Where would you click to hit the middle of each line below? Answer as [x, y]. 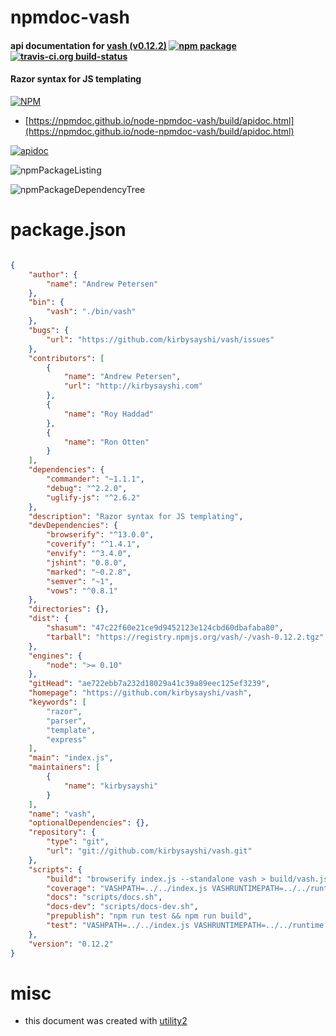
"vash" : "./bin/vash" [91, 312]
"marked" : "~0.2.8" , [89, 572]
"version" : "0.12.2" [71, 944]
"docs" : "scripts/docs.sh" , [104, 897]
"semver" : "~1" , [80, 581]
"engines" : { [55, 656]
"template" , [71, 730]
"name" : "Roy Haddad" [109, 414]
